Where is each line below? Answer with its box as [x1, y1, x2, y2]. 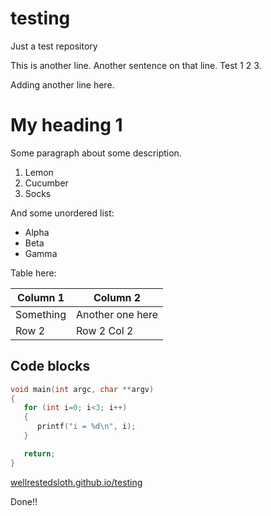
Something [15, 307, 67, 321]
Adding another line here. [10, 78, 115, 91]
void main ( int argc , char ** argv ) [10, 384, 155, 394]
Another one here [76, 307, 159, 321]
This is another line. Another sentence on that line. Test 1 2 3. [10, 59, 262, 71]
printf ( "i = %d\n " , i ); [36, 422, 137, 432]
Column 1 [16, 290, 65, 304]
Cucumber [24, 177, 69, 189]
